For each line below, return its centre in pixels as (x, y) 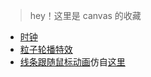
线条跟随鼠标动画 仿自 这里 (72, 62)
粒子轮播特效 (46, 49)
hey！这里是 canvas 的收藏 (85, 15)
